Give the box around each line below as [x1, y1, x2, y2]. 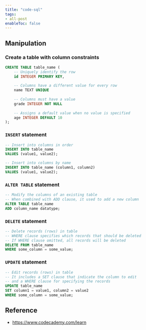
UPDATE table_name [5, 283, 43, 289]
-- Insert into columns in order [5, 142, 73, 147]
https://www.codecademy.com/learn [12, 319, 87, 325]
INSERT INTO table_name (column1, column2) [5, 165, 96, 170]
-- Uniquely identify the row [14, 69, 76, 74]
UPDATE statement [5, 259, 47, 266]
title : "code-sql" [5, 7, 43, 12]
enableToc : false [5, 21, 41, 26]
